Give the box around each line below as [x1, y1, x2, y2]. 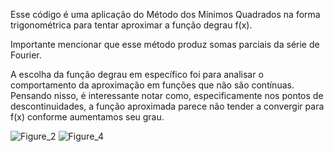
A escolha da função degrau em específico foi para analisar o [10, 69, 264, 80]
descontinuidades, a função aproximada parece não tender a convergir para [10, 100, 325, 112]
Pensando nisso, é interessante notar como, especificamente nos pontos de [10, 90, 324, 101]
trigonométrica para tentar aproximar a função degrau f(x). [10, 19, 253, 31]
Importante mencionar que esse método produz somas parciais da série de [10, 39, 320, 50]
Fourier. [10, 49, 42, 61]
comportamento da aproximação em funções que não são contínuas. [10, 79, 295, 91]
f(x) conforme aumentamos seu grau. [10, 111, 165, 123]
